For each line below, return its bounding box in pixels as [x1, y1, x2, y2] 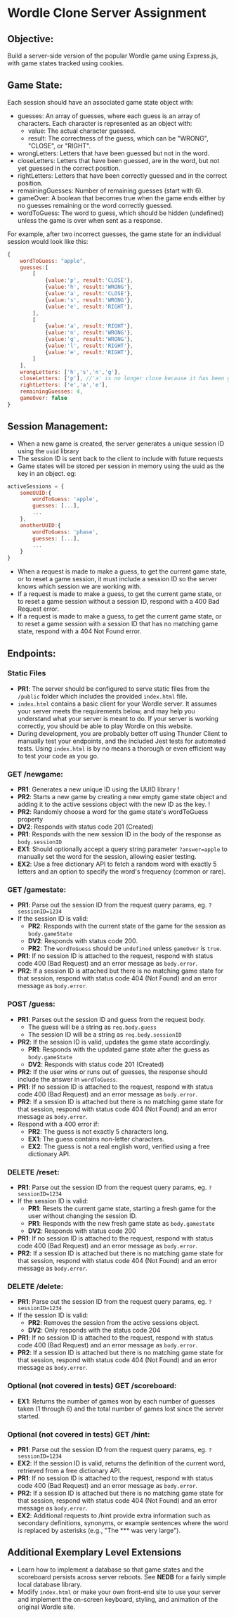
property [17, 815, 44, 824]
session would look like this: [7, 237, 88, 245]
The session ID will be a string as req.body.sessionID [27, 1030, 182, 1038]
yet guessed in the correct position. [17, 164, 121, 172]
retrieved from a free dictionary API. [17, 1466, 122, 1475]
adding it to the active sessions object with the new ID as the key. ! [17, 800, 211, 809]
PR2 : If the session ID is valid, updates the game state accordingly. [17, 1037, 211, 1046]
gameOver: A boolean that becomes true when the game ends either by [17, 193, 225, 202]
